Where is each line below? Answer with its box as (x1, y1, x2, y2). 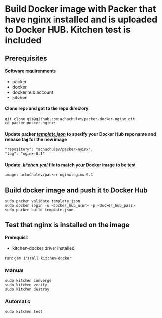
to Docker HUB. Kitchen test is (5, 24, 131, 35)
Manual (5, 267, 24, 274)
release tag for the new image (5, 136, 67, 142)
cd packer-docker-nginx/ (5, 121, 56, 125)
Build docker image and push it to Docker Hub (5, 186, 148, 194)
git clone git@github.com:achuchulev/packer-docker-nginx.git (5, 116, 135, 121)
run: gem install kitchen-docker (5, 255, 72, 261)
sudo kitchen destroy (5, 287, 50, 292)
